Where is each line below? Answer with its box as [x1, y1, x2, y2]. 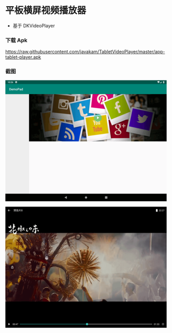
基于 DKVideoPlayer [12, 23, 55, 29]
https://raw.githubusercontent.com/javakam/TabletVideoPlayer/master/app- [5, 49, 165, 55]
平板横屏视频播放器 [5, 5, 87, 16]
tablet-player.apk [5, 54, 41, 60]
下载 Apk [5, 36, 28, 44]
